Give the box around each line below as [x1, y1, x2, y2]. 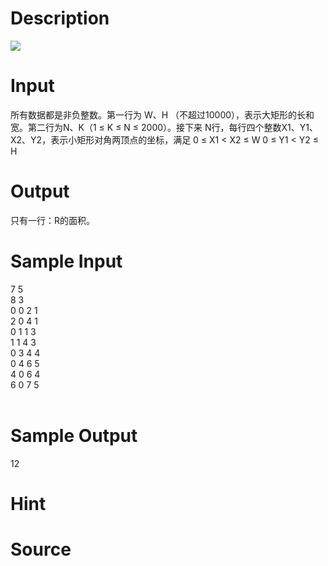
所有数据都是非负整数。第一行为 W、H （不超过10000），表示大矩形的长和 [10, 108, 315, 121]
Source [10, 538, 72, 561]
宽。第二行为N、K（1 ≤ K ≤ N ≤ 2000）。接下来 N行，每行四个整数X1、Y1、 [10, 121, 318, 133]
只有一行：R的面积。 [10, 214, 96, 226]
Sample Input [10, 250, 123, 272]
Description [10, 7, 110, 30]
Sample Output [10, 424, 138, 447]
